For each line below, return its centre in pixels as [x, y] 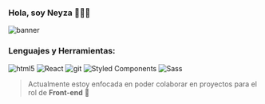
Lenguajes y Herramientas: [62, 51]
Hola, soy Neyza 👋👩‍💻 [49, 13]
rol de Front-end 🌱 [59, 92]
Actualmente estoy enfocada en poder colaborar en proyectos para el [142, 84]
